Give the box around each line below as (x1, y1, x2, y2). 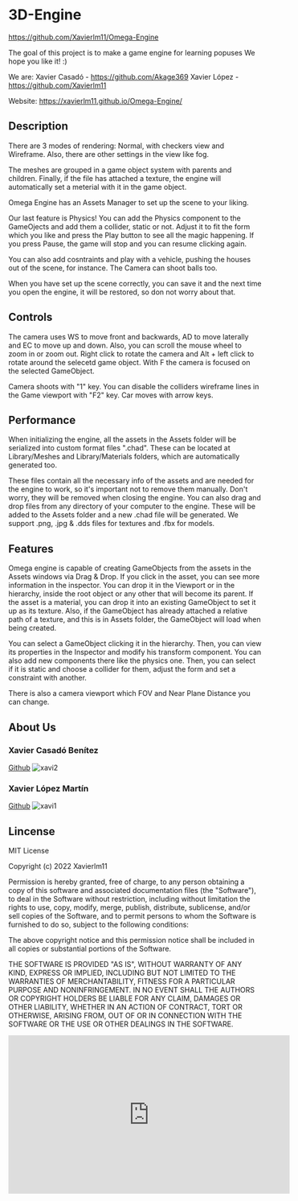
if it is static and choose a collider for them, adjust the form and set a (8, 664, 236, 674)
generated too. (8, 460, 58, 470)
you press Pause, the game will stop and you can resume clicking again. (8, 239, 247, 249)
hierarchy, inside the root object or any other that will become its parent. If (8, 589, 254, 598)
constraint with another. (8, 673, 87, 683)
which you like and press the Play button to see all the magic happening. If (8, 230, 255, 240)
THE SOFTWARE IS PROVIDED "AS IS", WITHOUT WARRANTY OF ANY (8, 959, 243, 969)
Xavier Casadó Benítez (8, 744, 99, 755)
